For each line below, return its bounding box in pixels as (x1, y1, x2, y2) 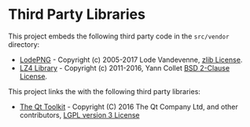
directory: (8, 39, 40, 49)
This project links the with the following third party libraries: (8, 86, 200, 96)
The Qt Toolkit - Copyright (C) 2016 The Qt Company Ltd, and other (19, 102, 238, 111)
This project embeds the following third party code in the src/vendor (8, 31, 230, 41)
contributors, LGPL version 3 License (19, 110, 140, 119)
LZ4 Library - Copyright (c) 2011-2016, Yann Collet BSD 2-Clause (19, 63, 230, 72)
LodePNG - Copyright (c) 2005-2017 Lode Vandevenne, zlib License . (19, 55, 243, 64)
